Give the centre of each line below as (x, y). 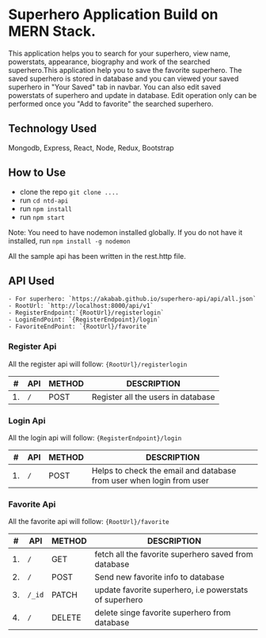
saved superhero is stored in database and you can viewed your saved (123, 78)
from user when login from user (150, 480)
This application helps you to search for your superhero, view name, (120, 53)
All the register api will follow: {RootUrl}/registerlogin (98, 364)
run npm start (42, 217)
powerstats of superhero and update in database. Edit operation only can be (133, 95)
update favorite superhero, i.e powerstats (171, 590)
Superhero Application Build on (114, 15)
